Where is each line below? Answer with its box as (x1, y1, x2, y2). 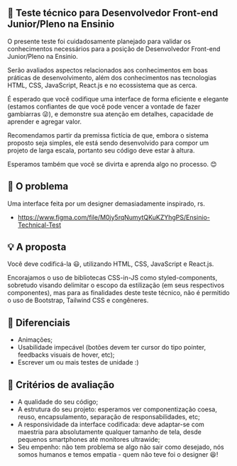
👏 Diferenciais (7, 316, 71, 328)
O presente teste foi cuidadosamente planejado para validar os (7, 37, 192, 45)
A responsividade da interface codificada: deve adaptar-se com (17, 420, 204, 429)
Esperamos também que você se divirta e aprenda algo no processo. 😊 (7, 160, 218, 168)
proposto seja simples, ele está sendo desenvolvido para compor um (7, 138, 209, 147)
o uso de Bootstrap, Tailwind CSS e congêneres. (7, 296, 149, 305)
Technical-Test (17, 221, 62, 229)
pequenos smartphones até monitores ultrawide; (17, 436, 160, 444)
